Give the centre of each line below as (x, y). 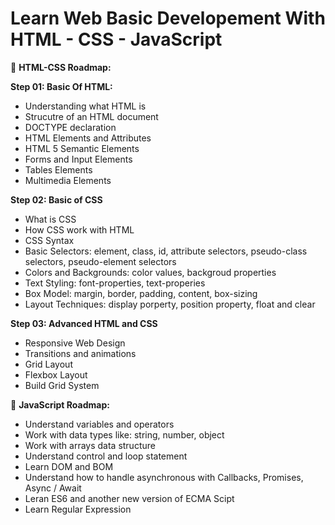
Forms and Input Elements (78, 159)
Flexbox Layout (56, 374)
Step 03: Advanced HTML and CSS (84, 323)
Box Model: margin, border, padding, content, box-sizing (141, 293)
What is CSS (50, 219)
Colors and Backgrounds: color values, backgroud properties (150, 272)
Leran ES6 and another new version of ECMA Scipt (129, 498)
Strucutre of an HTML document (91, 116)
